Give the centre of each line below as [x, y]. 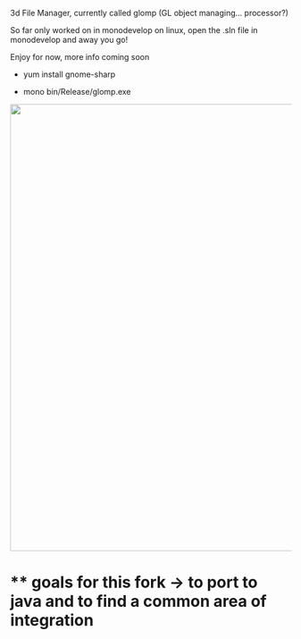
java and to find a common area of [138, 601]
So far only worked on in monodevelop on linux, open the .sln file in [134, 30]
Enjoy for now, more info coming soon [80, 57]
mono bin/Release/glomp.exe [77, 92]
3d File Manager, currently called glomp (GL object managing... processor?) [150, 13]
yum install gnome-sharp [69, 74]
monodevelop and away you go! [69, 40]
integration [52, 621]
